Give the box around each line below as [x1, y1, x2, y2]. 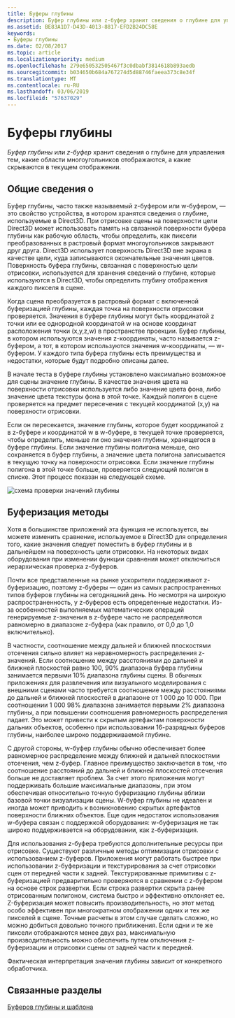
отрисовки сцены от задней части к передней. [53, 943, 194, 952]
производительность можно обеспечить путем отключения [7, 935, 187, 944]
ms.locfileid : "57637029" [7, 95, 83, 102]
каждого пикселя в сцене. [7, 283, 86, 292]
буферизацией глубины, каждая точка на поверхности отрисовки [7, 304, 204, 313]
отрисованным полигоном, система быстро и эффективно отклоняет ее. [7, 891, 225, 899]
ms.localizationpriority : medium [7, 56, 105, 63]
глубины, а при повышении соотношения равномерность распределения [7, 708, 228, 717]
